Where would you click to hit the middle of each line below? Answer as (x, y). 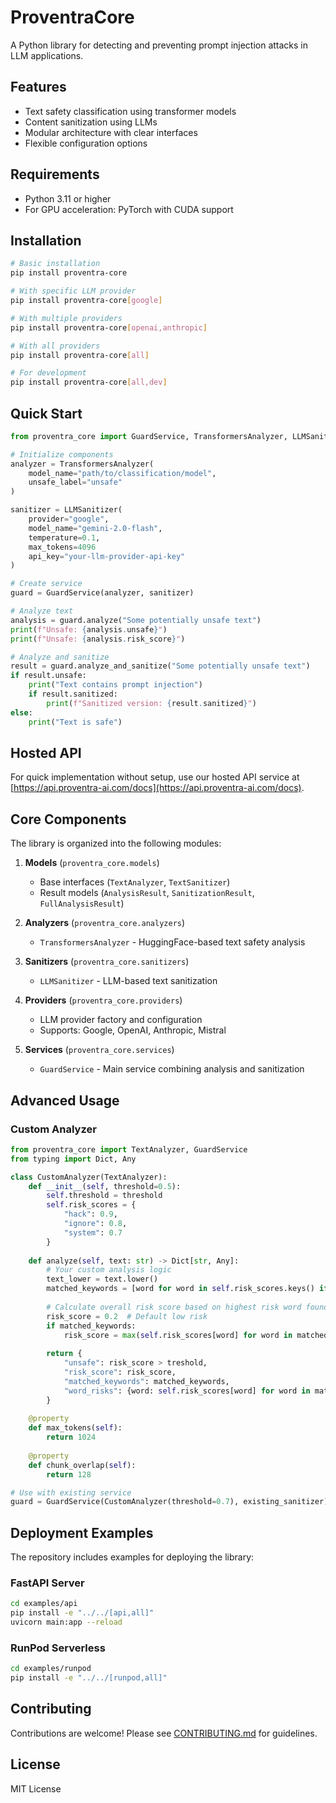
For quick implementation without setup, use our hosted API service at (155, 777)
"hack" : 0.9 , (90, 1214)
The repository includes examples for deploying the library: (132, 1557)
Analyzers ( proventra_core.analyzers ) (105, 923)
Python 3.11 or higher (68, 198)
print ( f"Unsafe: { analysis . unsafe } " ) (89, 629)
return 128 (69, 1474)
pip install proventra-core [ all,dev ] (89, 382)
